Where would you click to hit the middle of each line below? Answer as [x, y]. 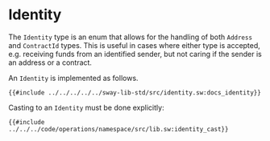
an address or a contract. [50, 62]
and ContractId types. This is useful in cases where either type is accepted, [134, 45]
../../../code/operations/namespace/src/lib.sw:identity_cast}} [118, 129]
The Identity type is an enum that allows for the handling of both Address [130, 37]
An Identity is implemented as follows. [73, 78]
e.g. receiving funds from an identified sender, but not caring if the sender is [135, 54]
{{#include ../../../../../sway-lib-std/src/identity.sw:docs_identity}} [135, 93]
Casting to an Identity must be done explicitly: [86, 107]
